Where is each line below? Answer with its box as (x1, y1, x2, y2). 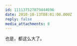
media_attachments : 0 (5, 21, 50, 26)
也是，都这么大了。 (5, 35, 45, 41)
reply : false (5, 16, 32, 21)
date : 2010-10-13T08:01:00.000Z (5, 12, 72, 17)
